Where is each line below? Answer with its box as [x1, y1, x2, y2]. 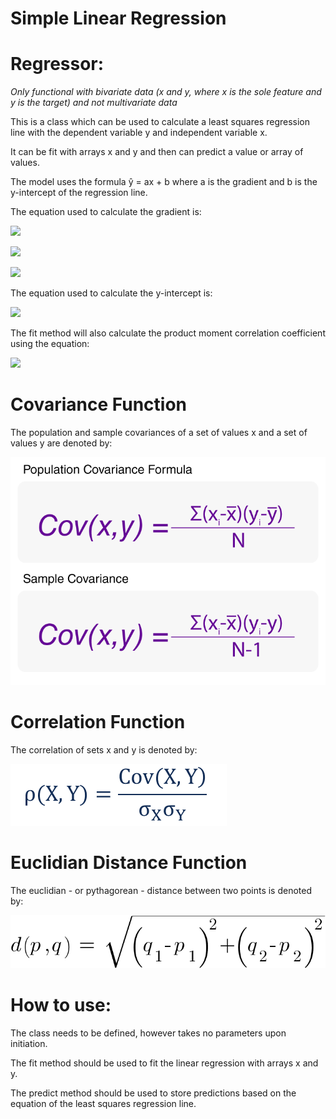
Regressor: [10, 53, 105, 76]
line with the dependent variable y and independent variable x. [10, 127, 268, 139]
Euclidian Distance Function [10, 852, 248, 874]
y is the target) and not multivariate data [10, 97, 178, 109]
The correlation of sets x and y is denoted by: [10, 743, 198, 756]
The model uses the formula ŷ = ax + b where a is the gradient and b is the [10, 176, 318, 188]
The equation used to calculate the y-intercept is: [10, 287, 213, 299]
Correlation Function [10, 711, 186, 734]
